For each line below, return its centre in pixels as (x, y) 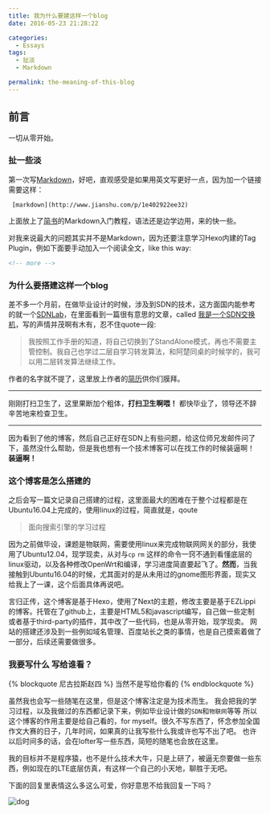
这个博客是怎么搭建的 (49, 481)
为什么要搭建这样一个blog (58, 285)
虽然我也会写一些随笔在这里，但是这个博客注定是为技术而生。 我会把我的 (129, 701)
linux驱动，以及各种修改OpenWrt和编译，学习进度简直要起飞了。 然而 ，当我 (133, 565)
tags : (17, 53)
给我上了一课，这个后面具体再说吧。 (68, 585)
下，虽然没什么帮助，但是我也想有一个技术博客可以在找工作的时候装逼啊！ (131, 448)
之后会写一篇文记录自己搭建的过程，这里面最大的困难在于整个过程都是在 (128, 500)
